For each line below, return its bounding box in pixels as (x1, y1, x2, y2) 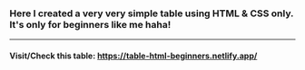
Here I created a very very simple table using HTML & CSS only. (9, 7, 294, 20)
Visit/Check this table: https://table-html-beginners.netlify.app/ (9, 50, 258, 61)
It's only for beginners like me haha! (9, 18, 172, 31)
